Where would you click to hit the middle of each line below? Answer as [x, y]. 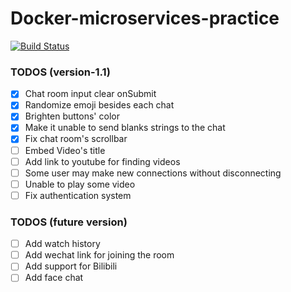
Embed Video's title [65, 150]
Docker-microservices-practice [145, 18]
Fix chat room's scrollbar [76, 139]
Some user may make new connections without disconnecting [153, 173]
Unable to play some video [80, 184]
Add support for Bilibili [71, 266]
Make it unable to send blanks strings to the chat [125, 128]
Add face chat [54, 278]
